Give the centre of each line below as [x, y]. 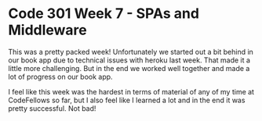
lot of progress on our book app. [60, 77]
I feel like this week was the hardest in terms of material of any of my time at [131, 91]
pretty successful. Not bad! [52, 108]
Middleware [48, 30]
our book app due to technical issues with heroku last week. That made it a [129, 60]
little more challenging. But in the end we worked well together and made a [129, 68]
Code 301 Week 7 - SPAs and [104, 14]
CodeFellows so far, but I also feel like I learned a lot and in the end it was [127, 100]
